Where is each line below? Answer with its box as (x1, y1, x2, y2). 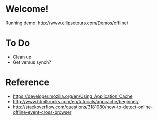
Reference (5, 77, 49, 88)
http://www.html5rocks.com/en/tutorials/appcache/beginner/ (12, 98, 139, 104)
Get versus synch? (12, 59, 51, 65)
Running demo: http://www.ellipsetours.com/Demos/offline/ (5, 20, 129, 26)
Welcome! (5, 3, 49, 15)
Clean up (12, 54, 32, 60)
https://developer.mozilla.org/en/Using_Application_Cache (12, 93, 133, 99)
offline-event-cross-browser (12, 109, 72, 115)
